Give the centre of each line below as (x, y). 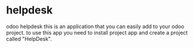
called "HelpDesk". (29, 39)
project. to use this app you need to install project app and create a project (97, 32)
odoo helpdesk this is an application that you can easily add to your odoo (95, 26)
